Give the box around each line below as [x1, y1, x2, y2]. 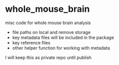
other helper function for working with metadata [12, 45, 110, 51]
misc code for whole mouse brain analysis [5, 20, 91, 26]
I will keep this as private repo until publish [5, 54, 92, 60]
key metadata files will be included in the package [12, 34, 115, 40]
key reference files [12, 39, 51, 45]
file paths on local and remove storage [12, 29, 91, 35]
